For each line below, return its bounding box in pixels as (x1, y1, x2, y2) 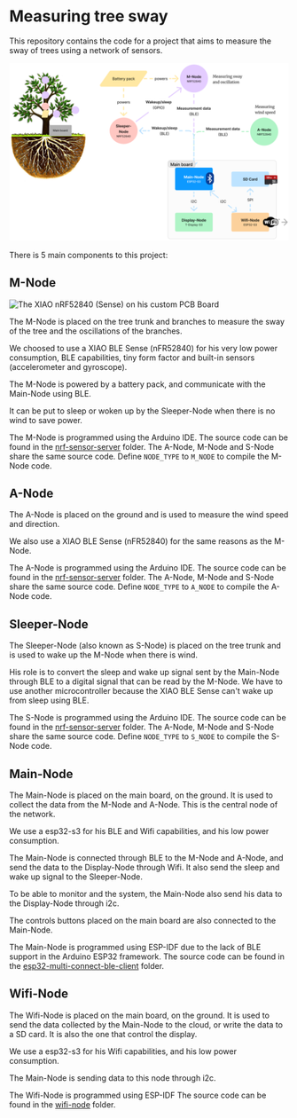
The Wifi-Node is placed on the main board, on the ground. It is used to (9, 1010, 270, 1020)
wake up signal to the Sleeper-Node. (9, 871, 144, 882)
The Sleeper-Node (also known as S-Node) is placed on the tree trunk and (9, 641, 282, 651)
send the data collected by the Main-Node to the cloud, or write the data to (9, 1019, 284, 1030)
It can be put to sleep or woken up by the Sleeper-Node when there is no (9, 405, 276, 416)
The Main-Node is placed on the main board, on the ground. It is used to (9, 790, 273, 800)
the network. (9, 809, 56, 820)
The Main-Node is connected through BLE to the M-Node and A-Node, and (9, 853, 284, 863)
